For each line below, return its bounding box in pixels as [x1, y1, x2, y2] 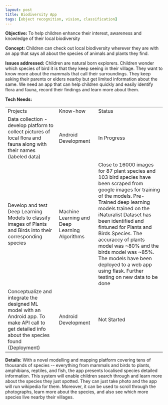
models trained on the [98, 205, 150, 212]
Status [98, 108, 113, 115]
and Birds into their [7, 227, 52, 234]
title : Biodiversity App [5, 12, 57, 17]
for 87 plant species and [98, 168, 156, 175]
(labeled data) [7, 153, 41, 160]
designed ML [7, 301, 38, 308]
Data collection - [7, 116, 47, 123]
